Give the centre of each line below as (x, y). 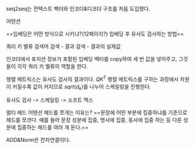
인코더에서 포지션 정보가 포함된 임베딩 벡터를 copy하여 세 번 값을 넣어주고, (92, 59)
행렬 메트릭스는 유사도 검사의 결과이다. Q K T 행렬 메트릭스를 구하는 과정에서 (92, 79)
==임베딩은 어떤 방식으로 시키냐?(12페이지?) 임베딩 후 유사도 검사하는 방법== (95, 34)
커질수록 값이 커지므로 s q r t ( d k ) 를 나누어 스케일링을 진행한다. (82, 87)
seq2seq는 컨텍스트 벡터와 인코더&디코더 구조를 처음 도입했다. (78, 9)
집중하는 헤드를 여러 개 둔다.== (53, 127)
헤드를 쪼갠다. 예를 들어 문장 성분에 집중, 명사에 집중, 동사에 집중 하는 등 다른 (94, 120)
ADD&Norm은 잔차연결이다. (38, 140)
